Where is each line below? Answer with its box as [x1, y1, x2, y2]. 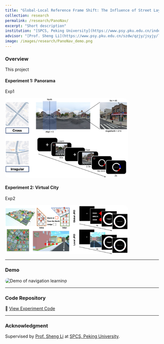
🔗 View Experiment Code [5, 305, 55, 312]
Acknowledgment [5, 322, 48, 329]
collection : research [5, 13, 49, 18]
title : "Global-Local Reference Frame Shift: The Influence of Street [5, 8, 152, 13]
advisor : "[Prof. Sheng [5, 34, 54, 39]
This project [5, 66, 29, 73]
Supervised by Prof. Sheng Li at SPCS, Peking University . [5, 333, 120, 339]
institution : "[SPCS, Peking [5, 28, 64, 34]
